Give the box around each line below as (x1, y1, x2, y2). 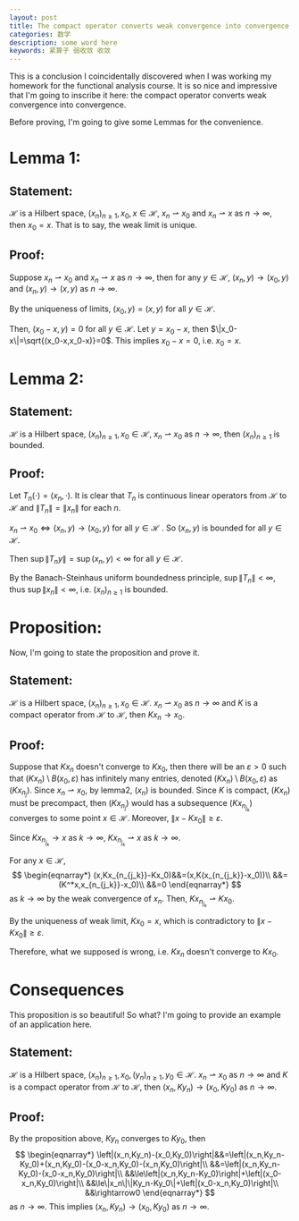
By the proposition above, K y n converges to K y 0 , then (9, 1133, 206, 1146)
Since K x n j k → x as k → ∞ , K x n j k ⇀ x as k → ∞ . (9, 832, 181, 848)
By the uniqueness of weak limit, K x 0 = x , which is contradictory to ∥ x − (9, 915, 272, 928)
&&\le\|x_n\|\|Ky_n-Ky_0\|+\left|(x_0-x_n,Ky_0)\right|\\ (86, 1178, 279, 1189)
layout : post (9, 13, 58, 22)
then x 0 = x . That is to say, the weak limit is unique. (9, 219, 198, 233)
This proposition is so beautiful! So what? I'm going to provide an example (9, 1010, 281, 1021)
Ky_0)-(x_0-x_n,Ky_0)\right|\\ (18, 1168, 123, 1179)
